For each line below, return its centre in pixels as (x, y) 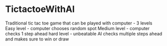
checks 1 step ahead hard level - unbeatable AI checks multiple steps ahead (84, 33)
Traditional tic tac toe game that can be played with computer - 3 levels (79, 23)
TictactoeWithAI (40, 9)
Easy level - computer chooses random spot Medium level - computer (77, 28)
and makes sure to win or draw (37, 39)
